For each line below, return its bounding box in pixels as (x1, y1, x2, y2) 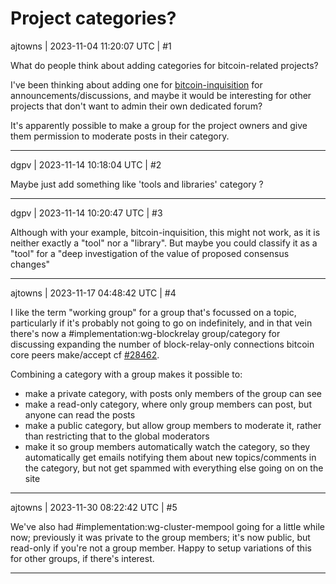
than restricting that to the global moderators (24, 430, 210, 442)
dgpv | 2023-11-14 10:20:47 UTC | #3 (10, 207, 163, 219)
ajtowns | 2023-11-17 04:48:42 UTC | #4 (10, 287, 177, 299)
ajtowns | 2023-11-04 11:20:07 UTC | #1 (10, 40, 172, 52)
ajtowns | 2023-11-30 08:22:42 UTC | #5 (10, 501, 178, 513)
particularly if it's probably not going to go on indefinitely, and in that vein (10, 317, 313, 329)
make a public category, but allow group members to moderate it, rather (24, 419, 322, 431)
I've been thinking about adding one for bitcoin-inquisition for (10, 78, 263, 91)
